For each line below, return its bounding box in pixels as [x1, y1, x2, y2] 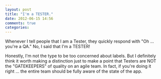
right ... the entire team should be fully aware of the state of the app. [5, 68, 142, 74]
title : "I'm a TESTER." [5, 12, 54, 16]
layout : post [5, 7, 32, 12]
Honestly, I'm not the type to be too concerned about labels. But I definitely [5, 53, 156, 59]
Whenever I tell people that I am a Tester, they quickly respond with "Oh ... [5, 38, 155, 44]
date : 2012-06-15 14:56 [5, 16, 54, 21]
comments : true [5, 20, 36, 26]
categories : [5, 25, 29, 30]
